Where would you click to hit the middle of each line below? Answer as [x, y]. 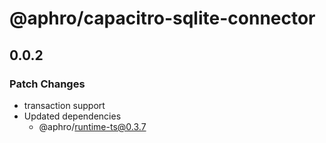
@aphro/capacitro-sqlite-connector [162, 18]
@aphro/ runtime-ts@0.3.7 [92, 126]
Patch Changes [47, 84]
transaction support [64, 105]
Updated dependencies [72, 116]
